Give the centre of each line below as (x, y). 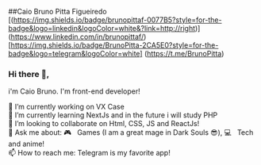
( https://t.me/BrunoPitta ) (184, 54)
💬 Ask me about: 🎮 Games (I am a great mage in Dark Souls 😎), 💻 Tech (131, 132)
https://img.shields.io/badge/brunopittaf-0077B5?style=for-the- (117, 20)
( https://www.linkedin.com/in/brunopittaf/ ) (77, 36)
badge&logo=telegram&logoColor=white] (75, 54)
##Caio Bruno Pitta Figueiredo (58, 12)
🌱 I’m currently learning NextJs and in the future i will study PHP (113, 115)
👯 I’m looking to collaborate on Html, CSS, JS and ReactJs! (104, 124)
